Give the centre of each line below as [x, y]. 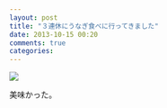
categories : [31, 51]
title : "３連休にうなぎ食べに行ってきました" [84, 26]
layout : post [34, 18]
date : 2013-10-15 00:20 [54, 34]
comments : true [38, 43]
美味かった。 [33, 94]
